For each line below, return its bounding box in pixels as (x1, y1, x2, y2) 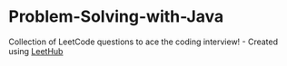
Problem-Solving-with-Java (8, 6, 224, 27)
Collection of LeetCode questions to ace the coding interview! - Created (8, 36, 279, 47)
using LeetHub (8, 45, 64, 56)
